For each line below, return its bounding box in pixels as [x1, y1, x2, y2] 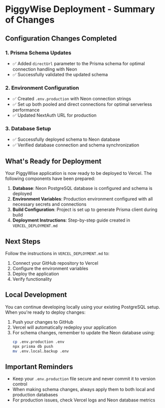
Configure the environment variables [12, 266, 89, 272]
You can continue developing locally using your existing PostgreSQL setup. [5, 304, 160, 310]
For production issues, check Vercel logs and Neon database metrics [12, 397, 155, 403]
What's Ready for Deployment [5, 157, 102, 165]
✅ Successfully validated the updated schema [12, 71, 108, 77]
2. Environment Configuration [5, 84, 79, 91]
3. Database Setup [5, 125, 51, 132]
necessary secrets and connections [12, 201, 87, 208]
